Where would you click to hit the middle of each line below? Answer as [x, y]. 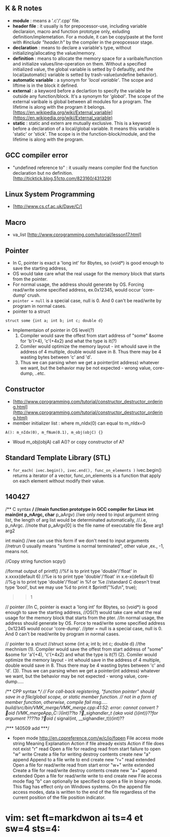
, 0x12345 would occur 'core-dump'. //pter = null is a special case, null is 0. [84, 628]
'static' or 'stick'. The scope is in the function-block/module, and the [84, 134]
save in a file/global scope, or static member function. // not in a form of [81, 697]
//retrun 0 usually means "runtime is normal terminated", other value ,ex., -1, [85, 546]
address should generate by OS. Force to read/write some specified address [85, 623]
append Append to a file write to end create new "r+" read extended [84, 759]
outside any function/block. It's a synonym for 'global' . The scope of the [88, 96]
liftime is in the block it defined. [45, 85]
